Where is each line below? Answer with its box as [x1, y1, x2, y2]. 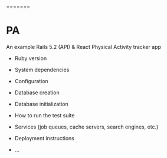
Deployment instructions [14, 134, 75, 141]
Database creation [14, 89, 60, 96]
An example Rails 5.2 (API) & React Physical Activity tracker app [6, 43, 161, 50]
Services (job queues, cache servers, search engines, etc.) [14, 123, 159, 130]
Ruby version [14, 54, 47, 62]
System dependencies [14, 66, 70, 73]
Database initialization [14, 100, 69, 107]
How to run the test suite [14, 111, 75, 119]
